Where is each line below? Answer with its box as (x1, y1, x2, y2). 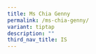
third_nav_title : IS (7, 36, 68, 43)
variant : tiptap (7, 23, 55, 30)
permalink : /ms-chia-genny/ (7, 17, 90, 24)
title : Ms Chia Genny (7, 10, 71, 18)
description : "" (7, 29, 55, 37)
